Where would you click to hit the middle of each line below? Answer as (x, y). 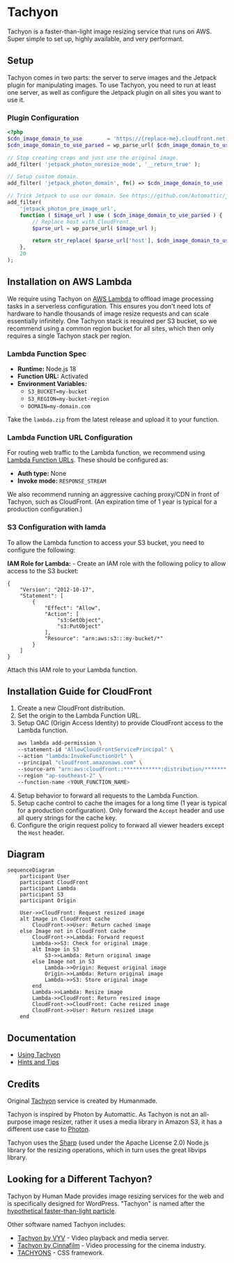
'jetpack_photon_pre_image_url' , (68, 209)
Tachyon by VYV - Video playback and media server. (93, 1238)
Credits (24, 1084)
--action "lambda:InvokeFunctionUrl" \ (75, 757)
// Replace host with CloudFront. (82, 222)
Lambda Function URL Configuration (70, 437)
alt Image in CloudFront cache (65, 919)
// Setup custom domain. (43, 177)
